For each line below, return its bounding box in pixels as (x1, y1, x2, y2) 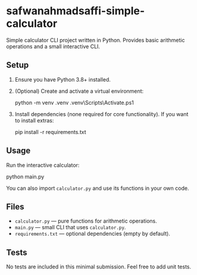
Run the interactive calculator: (6, 161, 80, 168)
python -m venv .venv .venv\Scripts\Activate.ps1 (14, 99, 134, 106)
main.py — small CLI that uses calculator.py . (14, 224, 126, 231)
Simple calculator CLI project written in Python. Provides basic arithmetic (6, 36, 185, 43)
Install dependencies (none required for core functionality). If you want (14, 110, 189, 117)
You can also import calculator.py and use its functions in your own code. (6, 185, 189, 192)
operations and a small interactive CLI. (6, 43, 100, 50)
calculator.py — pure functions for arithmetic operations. (14, 217, 157, 224)
